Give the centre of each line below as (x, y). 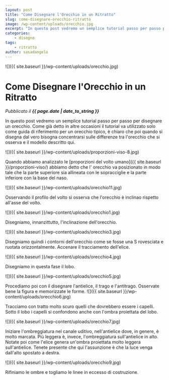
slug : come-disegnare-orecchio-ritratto (48, 19)
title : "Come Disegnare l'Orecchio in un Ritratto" (60, 15)
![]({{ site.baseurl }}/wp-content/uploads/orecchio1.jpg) (63, 212)
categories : (18, 33)
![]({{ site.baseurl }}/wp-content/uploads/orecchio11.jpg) (64, 188)
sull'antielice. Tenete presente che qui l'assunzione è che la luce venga (79, 347)
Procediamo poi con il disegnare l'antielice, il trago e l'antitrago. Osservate (82, 286)
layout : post (19, 10)
